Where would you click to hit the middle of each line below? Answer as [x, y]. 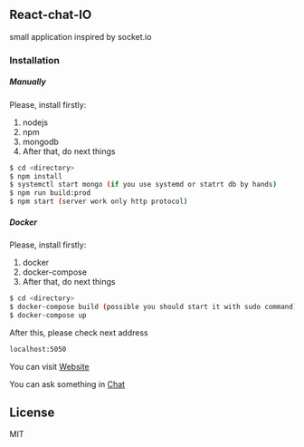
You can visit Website [50, 366]
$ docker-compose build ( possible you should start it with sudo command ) [153, 306]
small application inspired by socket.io [81, 36]
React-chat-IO [51, 15]
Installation [35, 60]
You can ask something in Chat [67, 384]
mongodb [40, 141]
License [32, 412]
